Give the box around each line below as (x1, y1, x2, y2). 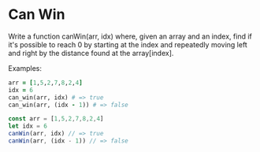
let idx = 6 (8, 122, 47, 131)
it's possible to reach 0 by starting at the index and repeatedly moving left (8, 39, 248, 49)
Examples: (8, 63, 42, 72)
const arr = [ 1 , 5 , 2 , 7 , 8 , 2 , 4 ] (8, 115, 104, 123)
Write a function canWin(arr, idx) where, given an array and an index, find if (8, 32, 252, 41)
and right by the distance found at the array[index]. (8, 48, 174, 57)
